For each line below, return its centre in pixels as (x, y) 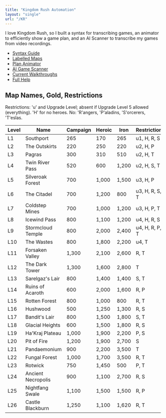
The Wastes (39, 242)
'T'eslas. (14, 118)
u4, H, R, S (148, 220)
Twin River (38, 163)
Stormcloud (39, 228)
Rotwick (35, 365)
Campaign (79, 130)
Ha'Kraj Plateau (43, 333)
